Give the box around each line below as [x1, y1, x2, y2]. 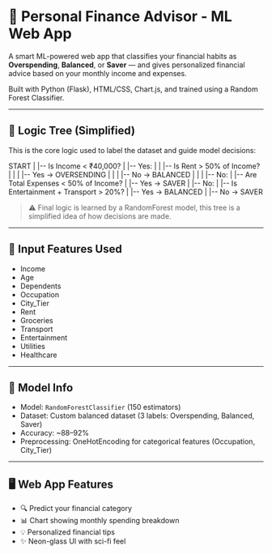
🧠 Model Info [8, 381, 74, 394]
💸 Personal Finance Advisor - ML [8, 7, 232, 26]
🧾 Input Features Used [8, 242, 123, 256]
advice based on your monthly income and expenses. [8, 68, 188, 78]
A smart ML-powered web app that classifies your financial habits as [8, 51, 237, 61]
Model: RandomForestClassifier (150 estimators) [19, 403, 181, 412]
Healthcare [19, 350, 58, 360]
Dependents [19, 281, 62, 291]
